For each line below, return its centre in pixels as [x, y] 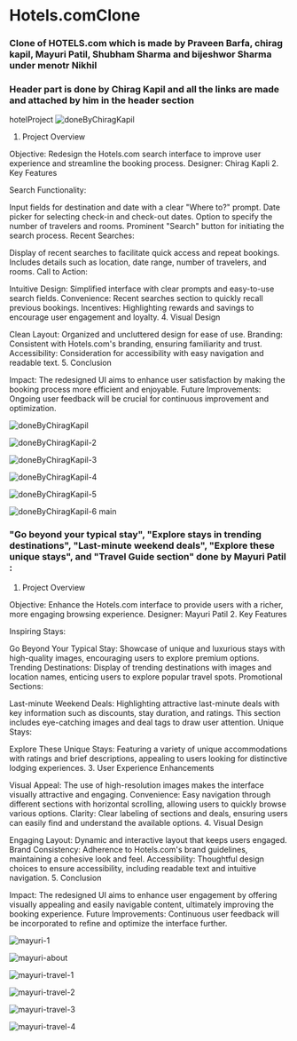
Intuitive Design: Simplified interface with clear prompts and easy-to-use [142, 289]
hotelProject [31, 120]
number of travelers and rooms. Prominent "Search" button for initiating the [147, 226]
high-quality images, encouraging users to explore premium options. [134, 657]
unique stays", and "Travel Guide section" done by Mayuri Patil [148, 557]
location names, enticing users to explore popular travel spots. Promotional [146, 677]
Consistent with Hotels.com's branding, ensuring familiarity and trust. [136, 344]
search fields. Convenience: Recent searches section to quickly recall [136, 298]
